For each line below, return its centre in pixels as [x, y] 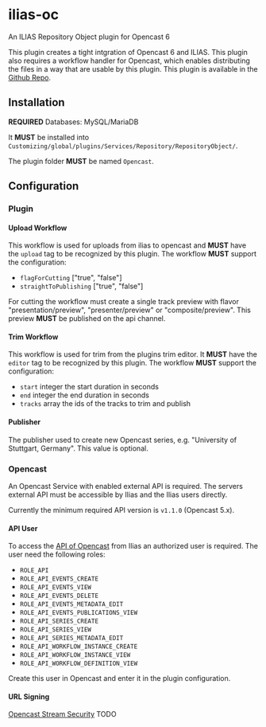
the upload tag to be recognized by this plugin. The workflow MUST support [132, 254]
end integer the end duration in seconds [84, 395]
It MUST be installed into [49, 137]
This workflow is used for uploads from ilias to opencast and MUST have [127, 245]
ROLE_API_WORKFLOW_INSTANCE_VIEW [75, 655]
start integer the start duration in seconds [89, 387]
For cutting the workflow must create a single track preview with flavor [124, 302]
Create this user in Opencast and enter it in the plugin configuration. [120, 678]
